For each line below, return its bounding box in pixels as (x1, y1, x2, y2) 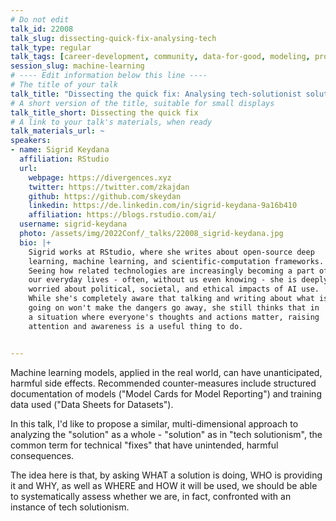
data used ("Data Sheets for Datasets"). (10, 398, 174, 410)
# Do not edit (10, 14, 70, 25)
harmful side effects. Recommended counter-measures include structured (10, 377, 317, 389)
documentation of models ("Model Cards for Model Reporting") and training (10, 387, 322, 400)
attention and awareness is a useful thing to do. (28, 321, 244, 331)
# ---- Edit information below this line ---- (10, 71, 208, 81)
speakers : (10, 136, 52, 146)
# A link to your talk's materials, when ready (10, 117, 213, 127)
